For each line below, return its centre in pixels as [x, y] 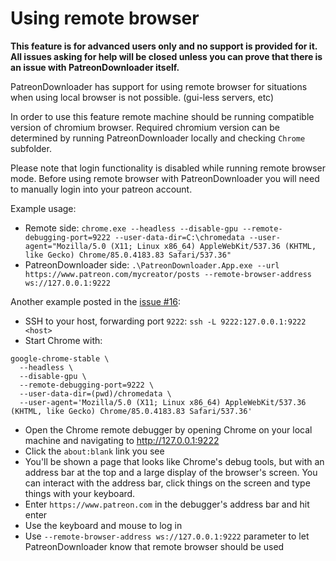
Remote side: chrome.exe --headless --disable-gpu [131, 228]
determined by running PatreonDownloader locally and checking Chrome [158, 138]
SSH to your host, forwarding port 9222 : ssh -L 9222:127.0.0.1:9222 [165, 321]
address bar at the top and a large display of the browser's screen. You [171, 472]
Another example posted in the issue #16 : [96, 301]
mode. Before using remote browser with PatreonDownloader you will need [165, 178]
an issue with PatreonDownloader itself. [95, 67]
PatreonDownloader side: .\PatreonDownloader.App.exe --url [152, 264]
